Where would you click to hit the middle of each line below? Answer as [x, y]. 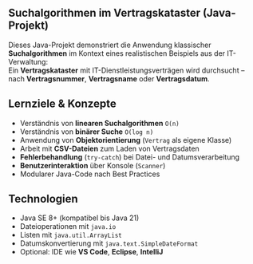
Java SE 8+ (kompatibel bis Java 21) [79, 218]
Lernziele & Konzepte [63, 104]
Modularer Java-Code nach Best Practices [90, 174]
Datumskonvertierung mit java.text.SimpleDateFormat [109, 243]
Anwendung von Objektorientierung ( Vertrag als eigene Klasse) [126, 140]
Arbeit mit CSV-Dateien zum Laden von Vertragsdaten [109, 148]
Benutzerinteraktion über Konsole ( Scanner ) [93, 165]
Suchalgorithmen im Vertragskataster [105, 13]
